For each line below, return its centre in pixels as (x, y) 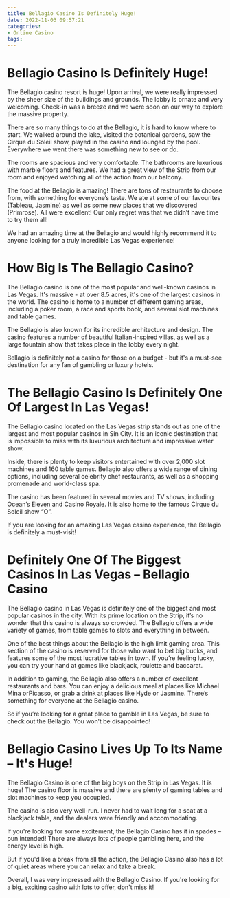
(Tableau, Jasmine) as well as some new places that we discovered (102, 205)
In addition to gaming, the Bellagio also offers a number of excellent (103, 679)
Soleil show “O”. (30, 511)
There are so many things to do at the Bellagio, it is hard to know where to (112, 127)
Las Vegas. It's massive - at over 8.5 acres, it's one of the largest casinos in (114, 294)
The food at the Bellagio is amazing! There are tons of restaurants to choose (115, 190)
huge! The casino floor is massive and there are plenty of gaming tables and (115, 790)
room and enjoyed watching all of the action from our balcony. (95, 177)
